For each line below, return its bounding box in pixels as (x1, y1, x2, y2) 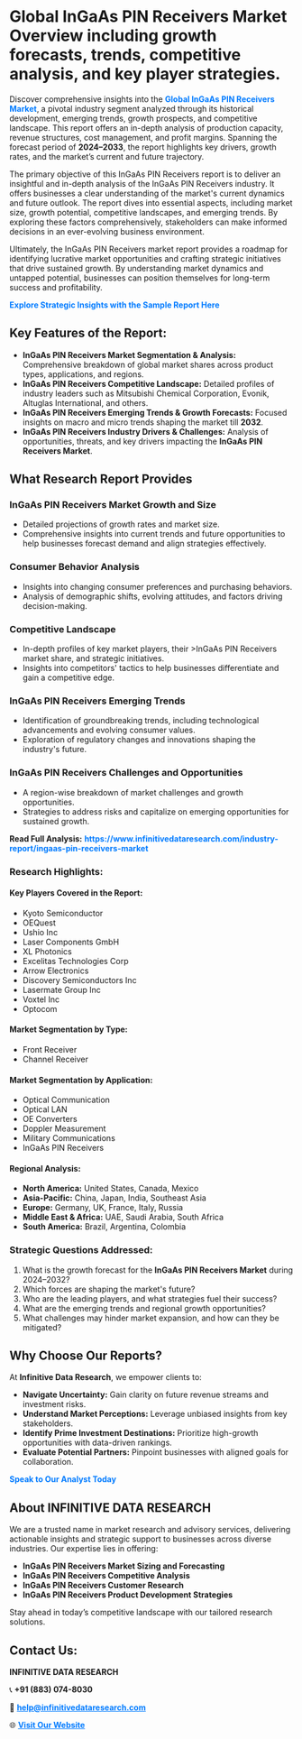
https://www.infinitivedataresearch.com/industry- (84, 833, 279, 844)
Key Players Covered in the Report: (9, 888, 143, 898)
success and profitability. (9, 281, 104, 292)
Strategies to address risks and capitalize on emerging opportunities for (22, 805, 289, 817)
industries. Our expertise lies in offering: (9, 1543, 159, 1554)
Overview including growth (9, 25, 217, 46)
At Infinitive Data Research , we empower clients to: (9, 1372, 203, 1383)
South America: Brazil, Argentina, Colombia (22, 1221, 187, 1232)
